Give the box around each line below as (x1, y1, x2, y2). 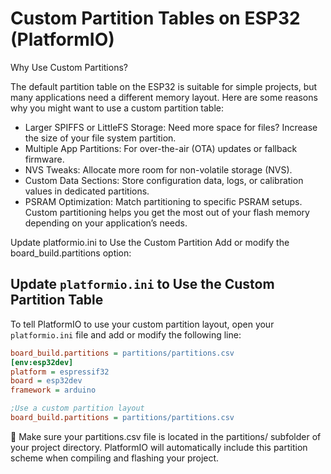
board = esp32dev (10, 376, 83, 386)
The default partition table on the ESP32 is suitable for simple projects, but (10, 80, 318, 92)
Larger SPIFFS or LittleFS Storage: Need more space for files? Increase (24, 121, 318, 133)
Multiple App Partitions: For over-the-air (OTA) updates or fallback (24, 142, 298, 154)
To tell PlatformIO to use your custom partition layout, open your (10, 318, 275, 330)
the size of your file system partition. (24, 132, 177, 144)
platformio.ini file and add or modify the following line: (10, 328, 242, 341)
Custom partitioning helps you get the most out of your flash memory (24, 206, 310, 218)
